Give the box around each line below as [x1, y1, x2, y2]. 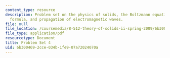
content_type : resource [5, 7, 56, 13]
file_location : [5, 26, 37, 31]
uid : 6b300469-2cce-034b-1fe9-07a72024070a [5, 45, 99, 50]
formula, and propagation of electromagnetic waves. [10, 17, 123, 22]
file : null [5, 21, 28, 27]
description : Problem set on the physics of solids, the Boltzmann [5, 12, 151, 17]
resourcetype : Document [5, 36, 56, 41]
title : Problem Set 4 [5, 40, 51, 45]
